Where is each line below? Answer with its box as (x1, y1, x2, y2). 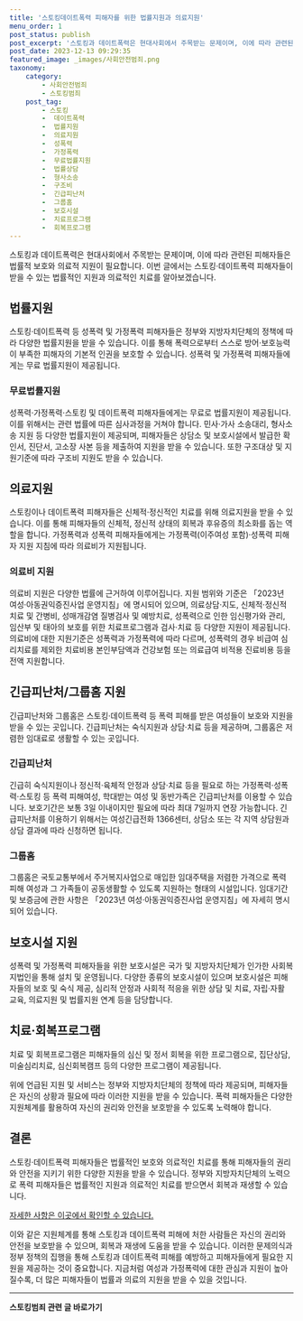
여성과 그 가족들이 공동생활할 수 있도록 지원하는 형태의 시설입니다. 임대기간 (25, 883, 289, 894)
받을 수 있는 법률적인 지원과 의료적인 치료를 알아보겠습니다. (9, 272, 216, 283)
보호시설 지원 (9, 935, 78, 950)
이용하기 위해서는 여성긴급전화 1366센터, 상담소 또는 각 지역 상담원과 (48, 814, 290, 824)
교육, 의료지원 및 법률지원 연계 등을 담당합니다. (9, 994, 173, 1005)
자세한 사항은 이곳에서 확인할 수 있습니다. (9, 1209, 154, 1220)
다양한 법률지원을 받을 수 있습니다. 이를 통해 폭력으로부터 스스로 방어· (18, 338, 262, 349)
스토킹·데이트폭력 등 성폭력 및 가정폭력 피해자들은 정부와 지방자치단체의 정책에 (9, 326, 284, 337)
